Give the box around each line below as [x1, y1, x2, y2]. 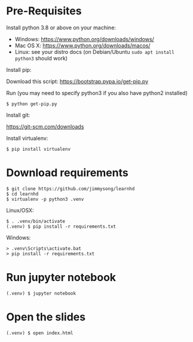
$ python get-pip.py [6, 100, 58, 107]
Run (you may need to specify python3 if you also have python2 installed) [6, 89, 188, 96]
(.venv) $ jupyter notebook [6, 290, 76, 297]
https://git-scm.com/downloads [6, 123, 84, 130]
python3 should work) [14, 54, 68, 62]
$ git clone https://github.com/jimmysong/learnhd [6, 185, 135, 192]
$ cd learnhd [6, 191, 39, 197]
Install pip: [6, 66, 32, 73]
